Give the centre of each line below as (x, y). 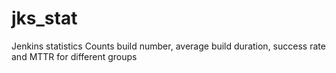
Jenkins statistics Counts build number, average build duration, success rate (168, 46)
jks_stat (44, 18)
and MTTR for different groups (74, 56)
